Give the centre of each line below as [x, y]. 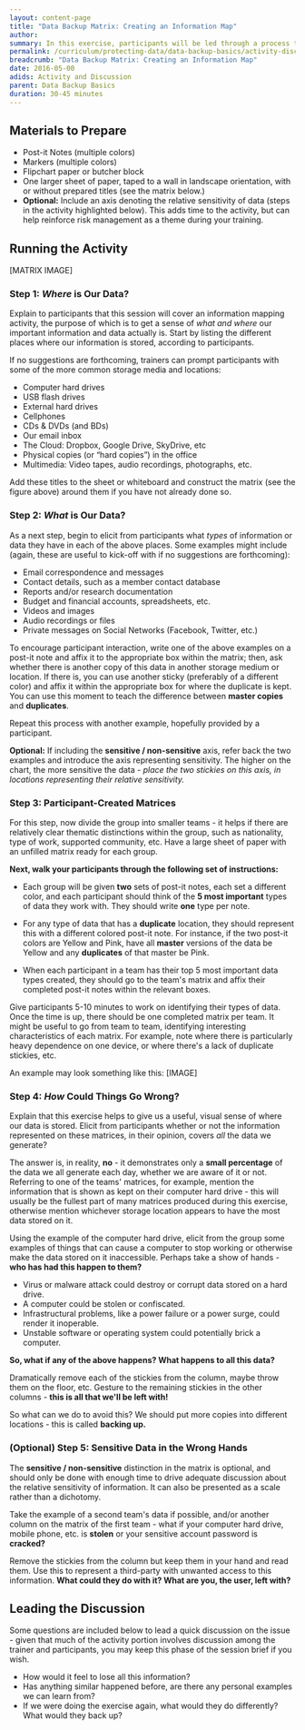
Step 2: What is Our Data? [68, 516]
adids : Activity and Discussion [70, 77]
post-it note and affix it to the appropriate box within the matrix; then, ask [146, 657]
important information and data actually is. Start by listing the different [141, 333]
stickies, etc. [33, 1055]
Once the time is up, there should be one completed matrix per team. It [142, 1017]
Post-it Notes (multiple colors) [79, 153]
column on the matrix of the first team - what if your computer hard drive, [147, 1524]
